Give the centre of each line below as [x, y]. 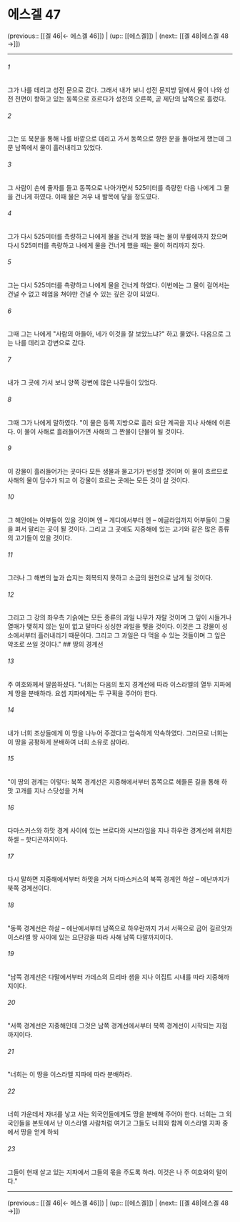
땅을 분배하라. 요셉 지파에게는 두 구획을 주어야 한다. [86, 693]
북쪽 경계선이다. [30, 888]
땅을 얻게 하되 [40, 1132]
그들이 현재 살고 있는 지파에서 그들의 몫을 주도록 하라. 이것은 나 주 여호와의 [111, 1172]
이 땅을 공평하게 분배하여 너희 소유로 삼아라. [69, 742]
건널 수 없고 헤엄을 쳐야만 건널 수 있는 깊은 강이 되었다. [83, 294]
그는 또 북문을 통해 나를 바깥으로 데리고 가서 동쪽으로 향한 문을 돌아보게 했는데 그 [120, 139]
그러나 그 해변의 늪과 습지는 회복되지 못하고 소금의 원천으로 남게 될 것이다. [110, 578]
